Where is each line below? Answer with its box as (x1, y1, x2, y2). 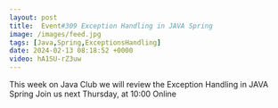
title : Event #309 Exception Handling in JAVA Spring (9, 21, 214, 30)
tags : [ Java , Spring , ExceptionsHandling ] (9, 37, 162, 47)
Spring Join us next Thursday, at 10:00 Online (9, 88, 176, 99)
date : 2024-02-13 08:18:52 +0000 (9, 46, 134, 55)
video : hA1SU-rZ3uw (9, 54, 82, 63)
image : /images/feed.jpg (9, 29, 102, 38)
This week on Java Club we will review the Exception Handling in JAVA (9, 79, 269, 89)
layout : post (9, 12, 58, 22)
